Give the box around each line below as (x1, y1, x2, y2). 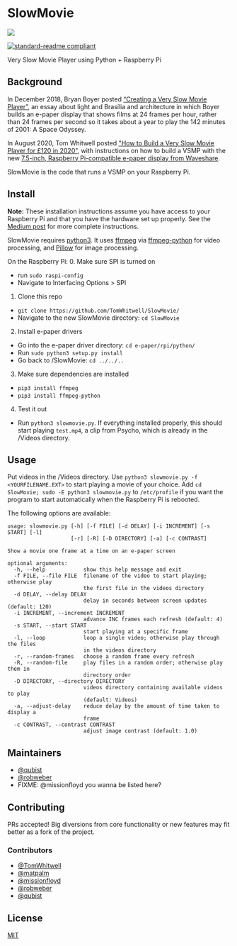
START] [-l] (7, 529, 42, 536)
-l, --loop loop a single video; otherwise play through (13, 635, 220, 642)
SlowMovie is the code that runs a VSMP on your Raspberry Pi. (7, 167, 191, 176)
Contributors (7, 845, 53, 855)
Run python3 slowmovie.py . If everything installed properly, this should (17, 418, 223, 427)
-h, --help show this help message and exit (13, 566, 182, 574)
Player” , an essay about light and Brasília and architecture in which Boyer (7, 102, 220, 111)
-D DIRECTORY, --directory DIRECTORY (13, 678, 125, 685)
